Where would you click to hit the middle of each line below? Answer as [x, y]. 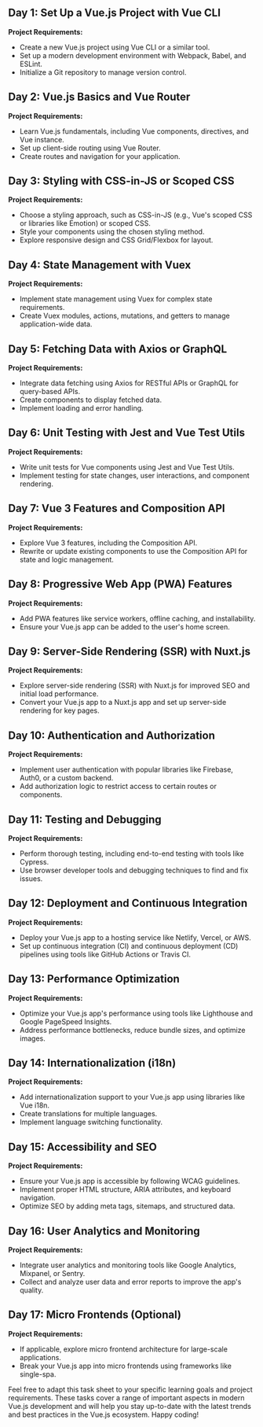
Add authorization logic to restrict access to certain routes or [118, 787]
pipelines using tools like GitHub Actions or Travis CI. [105, 954]
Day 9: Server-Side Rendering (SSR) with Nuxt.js [130, 651]
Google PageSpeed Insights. [66, 1021]
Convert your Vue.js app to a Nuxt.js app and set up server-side [123, 702]
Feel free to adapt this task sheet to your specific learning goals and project [130, 1389]
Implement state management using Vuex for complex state [116, 299]
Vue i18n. [34, 1105]
